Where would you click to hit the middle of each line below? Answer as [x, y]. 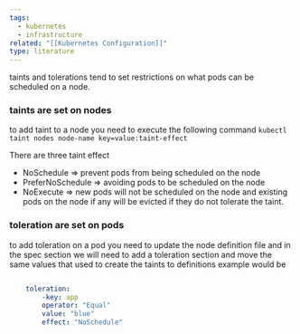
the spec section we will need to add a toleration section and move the [141, 254]
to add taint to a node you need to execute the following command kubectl [148, 130]
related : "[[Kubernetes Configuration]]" [89, 43]
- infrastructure [50, 34]
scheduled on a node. [50, 87]
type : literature [42, 52]
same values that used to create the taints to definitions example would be [148, 264]
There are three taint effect [60, 156]
